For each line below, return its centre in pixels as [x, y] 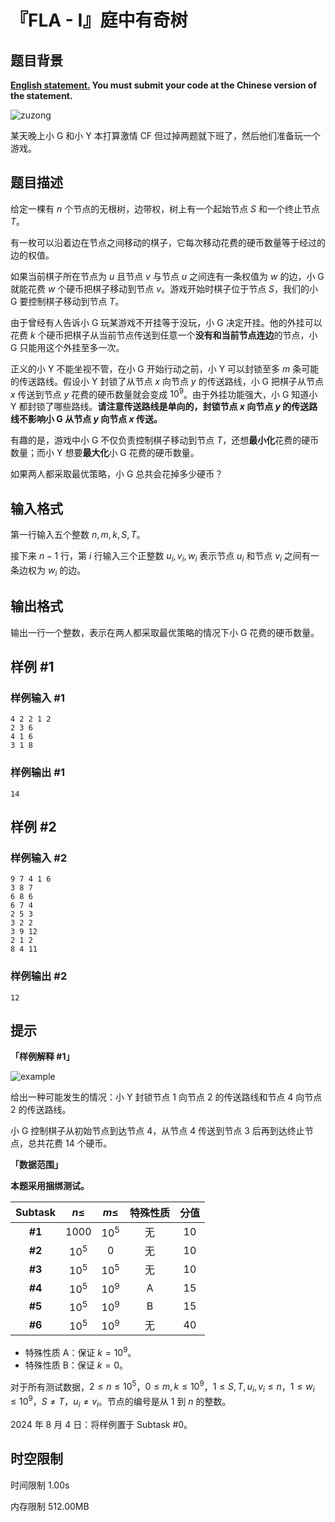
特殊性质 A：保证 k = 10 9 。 [80, 1351]
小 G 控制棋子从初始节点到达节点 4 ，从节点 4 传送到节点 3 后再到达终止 [157, 1131]
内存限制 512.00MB [50, 1506]
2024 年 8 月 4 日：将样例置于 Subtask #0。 [101, 1424]
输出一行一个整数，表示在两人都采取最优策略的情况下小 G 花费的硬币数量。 [165, 632]
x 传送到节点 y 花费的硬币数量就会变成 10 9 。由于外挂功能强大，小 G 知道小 [164, 393]
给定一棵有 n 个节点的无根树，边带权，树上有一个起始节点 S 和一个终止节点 [165, 208]
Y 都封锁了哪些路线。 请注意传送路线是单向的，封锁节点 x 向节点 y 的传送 [160, 407]
